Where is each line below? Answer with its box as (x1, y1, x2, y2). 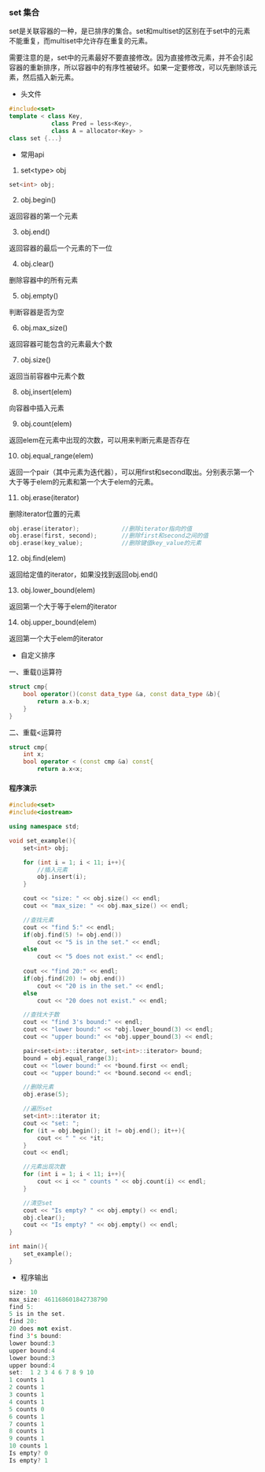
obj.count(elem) (20, 419, 72, 428)
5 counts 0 (9, 1405, 45, 1413)
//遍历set (23, 1105, 53, 1113)
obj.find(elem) (20, 554, 66, 563)
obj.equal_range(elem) (20, 450, 94, 460)
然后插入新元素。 (22, 72, 78, 82)
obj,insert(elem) (20, 387, 72, 396)
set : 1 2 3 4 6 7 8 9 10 (9, 1369, 94, 1377)
